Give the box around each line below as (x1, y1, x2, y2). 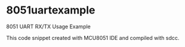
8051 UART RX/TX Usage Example (6, 23, 91, 30)
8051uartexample (6, 4, 95, 17)
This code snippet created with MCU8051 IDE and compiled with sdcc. (6, 34, 180, 41)
